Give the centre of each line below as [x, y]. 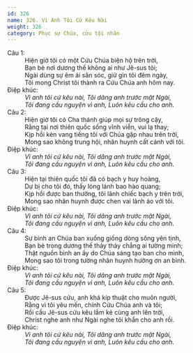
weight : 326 [24, 27]
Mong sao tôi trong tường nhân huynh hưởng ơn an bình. [106, 261]
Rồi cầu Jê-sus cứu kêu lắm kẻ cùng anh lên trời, [95, 313]
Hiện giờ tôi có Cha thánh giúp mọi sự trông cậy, [94, 120]
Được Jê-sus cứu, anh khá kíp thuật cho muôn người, [101, 298]
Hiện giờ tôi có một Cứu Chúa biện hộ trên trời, [92, 61]
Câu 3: [17, 172]
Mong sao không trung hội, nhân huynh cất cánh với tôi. [105, 142]
